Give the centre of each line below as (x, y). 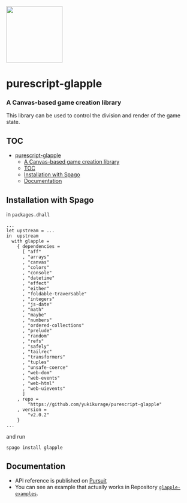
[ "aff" (32, 252)
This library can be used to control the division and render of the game (93, 116)
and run (16, 437)
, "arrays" (36, 257)
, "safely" (36, 347)
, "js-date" (37, 304)
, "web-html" (38, 384)
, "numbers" (37, 320)
